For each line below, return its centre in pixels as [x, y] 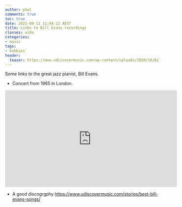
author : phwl [18, 10]
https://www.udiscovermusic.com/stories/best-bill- [106, 194]
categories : [17, 37]
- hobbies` [16, 51]
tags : [11, 46]
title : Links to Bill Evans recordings [46, 28]
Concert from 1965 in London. [42, 84]
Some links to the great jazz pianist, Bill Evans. [52, 74]
